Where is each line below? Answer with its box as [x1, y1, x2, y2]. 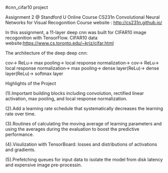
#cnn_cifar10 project [5, 5, 48, 10]
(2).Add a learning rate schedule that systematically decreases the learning [5, 106, 163, 111]
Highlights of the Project [5, 81, 57, 86]
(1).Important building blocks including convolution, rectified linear [5, 90, 144, 96]
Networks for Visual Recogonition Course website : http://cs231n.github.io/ [5, 20, 162, 25]
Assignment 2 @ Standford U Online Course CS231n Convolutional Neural [5, 14, 160, 20]
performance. [5, 131, 34, 137]
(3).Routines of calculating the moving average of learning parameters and [5, 121, 162, 126]
